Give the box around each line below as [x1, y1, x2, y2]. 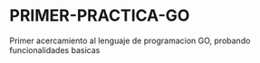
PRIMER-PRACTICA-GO [9, 5, 190, 26]
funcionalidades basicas [9, 44, 101, 55]
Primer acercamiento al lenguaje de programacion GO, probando [9, 35, 251, 46]
